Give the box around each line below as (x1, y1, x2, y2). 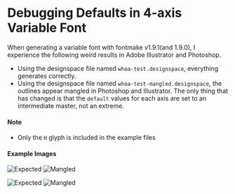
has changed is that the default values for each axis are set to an (17, 93, 207, 103)
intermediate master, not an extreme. (17, 101, 125, 110)
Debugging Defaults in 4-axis (7, 5, 182, 21)
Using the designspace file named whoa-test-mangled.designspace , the (17, 79, 222, 87)
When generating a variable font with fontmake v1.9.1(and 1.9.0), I (7, 43, 196, 51)
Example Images (7, 149, 57, 157)
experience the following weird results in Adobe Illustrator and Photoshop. (7, 51, 222, 59)
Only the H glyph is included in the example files (17, 134, 156, 142)
